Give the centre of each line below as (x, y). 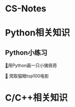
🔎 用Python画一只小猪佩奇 (31, 65)
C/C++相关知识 (37, 98)
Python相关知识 (37, 33)
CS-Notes (26, 9)
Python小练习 (26, 53)
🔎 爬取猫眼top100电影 (27, 76)
